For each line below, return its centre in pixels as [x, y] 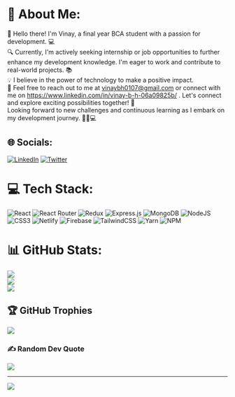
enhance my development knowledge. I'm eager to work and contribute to [114, 62]
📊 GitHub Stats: [55, 250]
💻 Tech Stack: [50, 189]
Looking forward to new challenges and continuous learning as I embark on [116, 110]
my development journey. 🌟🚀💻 [52, 117]
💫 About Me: [44, 14]
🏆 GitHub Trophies [50, 311]
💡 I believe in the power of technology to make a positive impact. [101, 80]
